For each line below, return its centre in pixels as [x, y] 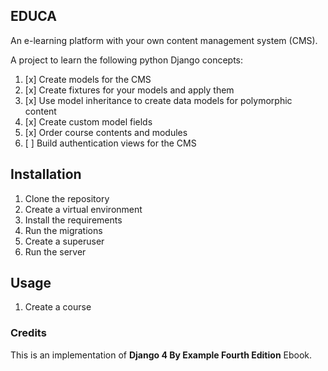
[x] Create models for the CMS [88, 79]
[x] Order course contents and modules [106, 132]
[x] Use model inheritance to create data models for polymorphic [158, 100]
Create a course [58, 307]
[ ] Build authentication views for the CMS [110, 143]
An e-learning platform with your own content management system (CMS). [164, 40]
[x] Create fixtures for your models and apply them [129, 90]
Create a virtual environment [83, 209]
